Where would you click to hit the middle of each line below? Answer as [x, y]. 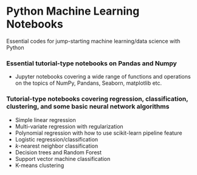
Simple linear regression [45, 120]
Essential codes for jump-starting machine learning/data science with [93, 41]
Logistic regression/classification [57, 139]
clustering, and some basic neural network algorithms [88, 107]
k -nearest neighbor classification [57, 146]
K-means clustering [40, 165]
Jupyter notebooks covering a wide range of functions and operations [103, 77]
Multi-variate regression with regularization [69, 126]
